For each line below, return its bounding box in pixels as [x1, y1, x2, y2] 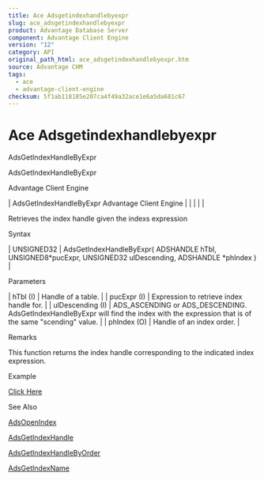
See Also [8, 403, 38, 412]
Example [8, 372, 37, 381]
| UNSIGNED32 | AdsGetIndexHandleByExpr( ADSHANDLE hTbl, [8, 244, 217, 254]
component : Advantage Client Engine [8, 33, 129, 42]
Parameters [8, 277, 46, 286]
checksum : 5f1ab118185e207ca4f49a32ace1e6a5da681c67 [8, 93, 186, 100]
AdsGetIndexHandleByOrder [8, 448, 101, 458]
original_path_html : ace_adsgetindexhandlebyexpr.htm [8, 56, 190, 64]
